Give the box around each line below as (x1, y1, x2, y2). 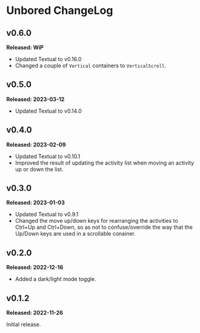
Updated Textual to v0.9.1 (15, 211, 79, 218)
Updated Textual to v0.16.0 (15, 56, 82, 62)
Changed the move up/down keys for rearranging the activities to (15, 217, 179, 225)
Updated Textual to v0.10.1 (15, 153, 81, 160)
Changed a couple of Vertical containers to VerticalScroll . (15, 62, 167, 69)
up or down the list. (15, 165, 64, 173)
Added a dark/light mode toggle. (15, 275, 96, 283)
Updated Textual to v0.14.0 (15, 107, 82, 114)
